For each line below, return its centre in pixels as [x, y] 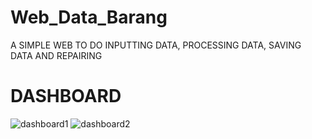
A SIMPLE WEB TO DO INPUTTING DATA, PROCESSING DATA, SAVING [156, 45]
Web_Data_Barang [89, 17]
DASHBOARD [66, 96]
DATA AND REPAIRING [56, 55]
